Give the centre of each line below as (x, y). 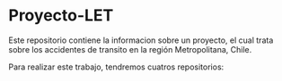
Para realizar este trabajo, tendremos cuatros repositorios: (116, 67)
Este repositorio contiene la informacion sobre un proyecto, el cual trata (141, 40)
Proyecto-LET (61, 16)
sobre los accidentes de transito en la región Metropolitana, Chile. (130, 49)
